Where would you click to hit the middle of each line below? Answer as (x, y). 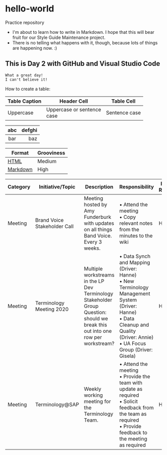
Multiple (93, 269)
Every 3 (93, 242)
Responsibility (136, 186)
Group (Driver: (136, 349)
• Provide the (135, 376)
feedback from (136, 408)
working (93, 395)
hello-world (30, 9)
